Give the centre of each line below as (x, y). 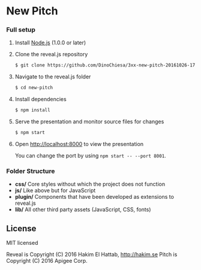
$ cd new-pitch (34, 88)
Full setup (21, 30)
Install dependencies (41, 99)
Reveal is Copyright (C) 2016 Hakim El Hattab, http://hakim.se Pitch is (92, 254)
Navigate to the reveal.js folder (53, 77)
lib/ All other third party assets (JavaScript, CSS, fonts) (83, 210)
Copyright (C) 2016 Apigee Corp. (47, 261)
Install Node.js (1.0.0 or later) (50, 43)
